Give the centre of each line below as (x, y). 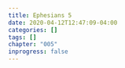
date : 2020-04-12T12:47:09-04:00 (63, 23)
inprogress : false (38, 52)
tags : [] (22, 37)
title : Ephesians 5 (40, 15)
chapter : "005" (33, 45)
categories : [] (33, 30)
